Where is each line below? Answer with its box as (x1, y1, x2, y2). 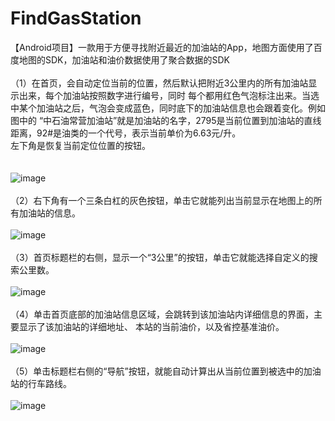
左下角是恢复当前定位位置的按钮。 (10, 139, 151, 151)
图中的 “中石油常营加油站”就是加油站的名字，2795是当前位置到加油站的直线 (10, 114, 322, 126)
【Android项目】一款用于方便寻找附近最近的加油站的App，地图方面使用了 (10, 41, 314, 53)
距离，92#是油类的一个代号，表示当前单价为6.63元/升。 (10, 127, 242, 139)
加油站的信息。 (18, 207, 81, 219)
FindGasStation (10, 7, 142, 30)
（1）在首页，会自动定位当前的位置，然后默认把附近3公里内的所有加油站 (10, 77, 309, 89)
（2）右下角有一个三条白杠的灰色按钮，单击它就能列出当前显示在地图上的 (10, 194, 314, 206)
